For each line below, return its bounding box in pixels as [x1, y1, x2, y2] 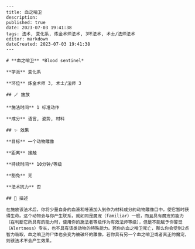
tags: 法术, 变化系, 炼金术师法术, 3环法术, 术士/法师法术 [6, 31, 136, 37]
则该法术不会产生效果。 [6, 238, 54, 244]
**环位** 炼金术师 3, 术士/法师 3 [6, 80, 81, 86]
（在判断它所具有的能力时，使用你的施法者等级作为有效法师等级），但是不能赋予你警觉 [6, 219, 183, 225]
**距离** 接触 [6, 150, 37, 156]
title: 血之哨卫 [6, 9, 42, 15]
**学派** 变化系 [6, 69, 42, 75]
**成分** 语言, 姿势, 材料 [6, 116, 65, 122]
